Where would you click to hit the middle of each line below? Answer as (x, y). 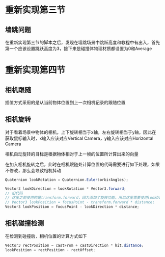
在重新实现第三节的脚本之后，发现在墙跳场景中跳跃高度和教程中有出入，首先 (82, 42)
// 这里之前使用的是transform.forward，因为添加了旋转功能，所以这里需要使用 (77, 198)
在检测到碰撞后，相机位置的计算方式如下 (46, 236)
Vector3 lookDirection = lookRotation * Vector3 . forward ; (66, 189)
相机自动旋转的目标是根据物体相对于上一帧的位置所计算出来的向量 (72, 154)
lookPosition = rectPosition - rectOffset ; (50, 250)
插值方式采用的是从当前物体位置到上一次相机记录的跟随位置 (65, 103)
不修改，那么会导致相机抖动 (33, 170)
